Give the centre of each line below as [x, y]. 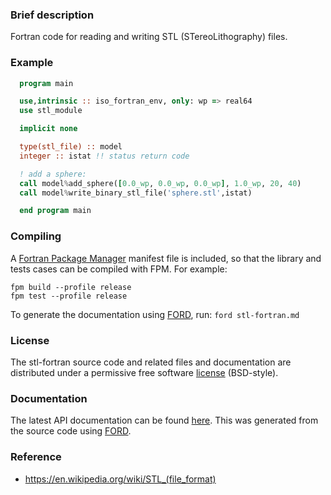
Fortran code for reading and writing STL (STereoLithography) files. [149, 37]
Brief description [52, 15]
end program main [55, 211]
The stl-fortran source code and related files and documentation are [151, 362]
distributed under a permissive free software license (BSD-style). [144, 372]
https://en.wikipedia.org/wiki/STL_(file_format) [120, 479]
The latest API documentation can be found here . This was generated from [164, 420]
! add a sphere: [53, 174]
